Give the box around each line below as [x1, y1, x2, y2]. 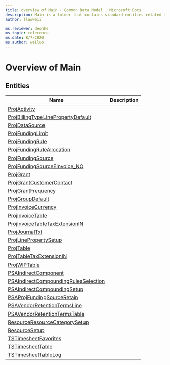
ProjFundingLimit [8, 130, 48, 137]
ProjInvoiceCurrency [8, 203, 57, 211]
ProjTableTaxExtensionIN [8, 253, 67, 260]
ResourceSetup [8, 327, 45, 334]
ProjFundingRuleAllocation [8, 146, 71, 153]
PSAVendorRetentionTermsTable [8, 310, 85, 317]
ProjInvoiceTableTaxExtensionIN [8, 220, 84, 227]
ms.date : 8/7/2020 [5, 35, 44, 40]
